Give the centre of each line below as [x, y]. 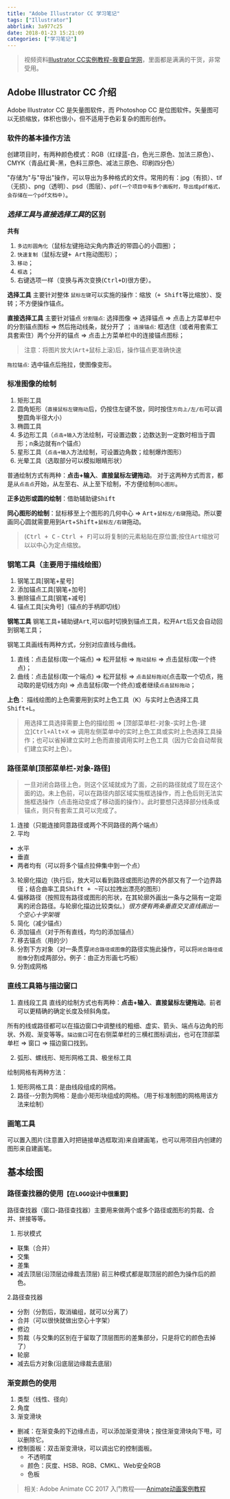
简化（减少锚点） [41, 924]
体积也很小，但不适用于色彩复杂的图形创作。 [106, 119]
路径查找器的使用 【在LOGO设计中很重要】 [69, 1194]
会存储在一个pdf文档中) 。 [39, 195]
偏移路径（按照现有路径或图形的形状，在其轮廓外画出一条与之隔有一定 [116, 897]
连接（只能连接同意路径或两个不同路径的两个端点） [89, 825]
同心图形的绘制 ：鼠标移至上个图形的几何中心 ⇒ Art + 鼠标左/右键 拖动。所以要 [115, 513]
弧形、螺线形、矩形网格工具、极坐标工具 [74, 1057]
